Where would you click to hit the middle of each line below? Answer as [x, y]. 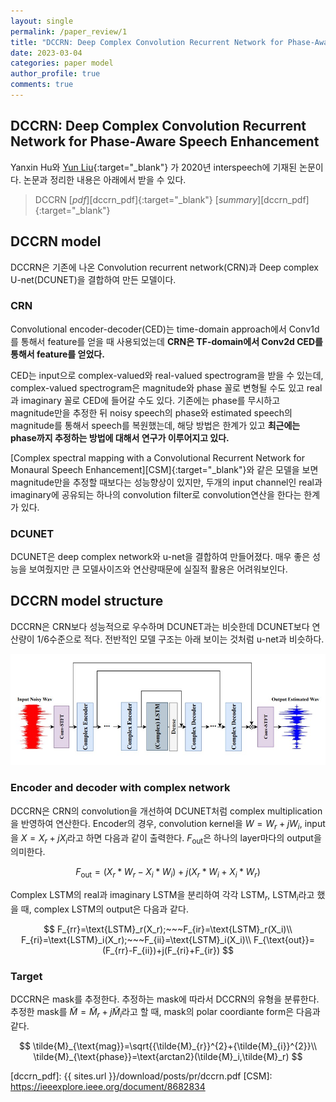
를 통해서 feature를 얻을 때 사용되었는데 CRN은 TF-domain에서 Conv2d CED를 [166, 341]
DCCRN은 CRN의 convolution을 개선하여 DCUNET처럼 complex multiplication [166, 811]
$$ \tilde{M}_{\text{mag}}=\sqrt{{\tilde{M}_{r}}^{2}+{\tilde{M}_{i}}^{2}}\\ [168, 1046]
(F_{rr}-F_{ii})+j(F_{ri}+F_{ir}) [161, 950]
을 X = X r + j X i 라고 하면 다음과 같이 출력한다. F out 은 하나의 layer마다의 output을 [166, 838]
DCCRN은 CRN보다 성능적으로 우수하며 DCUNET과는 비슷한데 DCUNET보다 [160, 626]
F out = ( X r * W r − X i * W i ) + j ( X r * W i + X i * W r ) [168, 873]
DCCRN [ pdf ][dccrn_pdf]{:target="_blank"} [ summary [146, 199]
